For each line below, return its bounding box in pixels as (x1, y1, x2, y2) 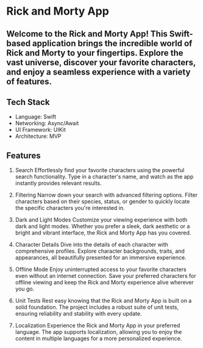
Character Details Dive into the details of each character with (15, 241, 169, 248)
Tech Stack (6, 96, 50, 107)
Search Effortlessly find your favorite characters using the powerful (15, 167, 185, 174)
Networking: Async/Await (15, 120, 79, 127)
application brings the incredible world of (32, 38, 193, 48)
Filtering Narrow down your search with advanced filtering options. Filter (15, 191, 198, 199)
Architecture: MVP (15, 132, 62, 140)
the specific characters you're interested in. (15, 205, 125, 212)
